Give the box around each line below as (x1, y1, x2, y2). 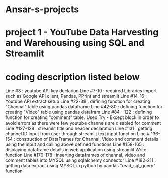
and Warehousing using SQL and (5, 37, 145, 49)
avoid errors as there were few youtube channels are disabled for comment (5, 120, 161, 126)
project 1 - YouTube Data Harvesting (5, 27, 159, 38)
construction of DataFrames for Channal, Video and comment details (16, 136, 158, 142)
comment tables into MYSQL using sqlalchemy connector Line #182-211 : (5, 157, 156, 163)
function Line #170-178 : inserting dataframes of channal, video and (5, 152, 145, 158)
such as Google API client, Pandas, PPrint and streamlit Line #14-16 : (5, 93, 147, 99)
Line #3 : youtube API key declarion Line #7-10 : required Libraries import (5, 88, 157, 94)
